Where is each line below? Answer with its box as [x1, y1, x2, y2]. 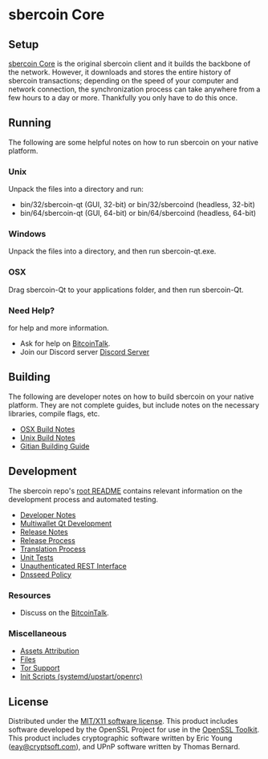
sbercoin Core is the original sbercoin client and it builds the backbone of [8, 59, 251, 68]
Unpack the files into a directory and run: [8, 185, 144, 194]
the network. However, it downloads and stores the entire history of [8, 67, 231, 77]
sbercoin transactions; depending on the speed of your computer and [8, 76, 239, 85]
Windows [8, 229, 47, 240]
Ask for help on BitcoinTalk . [19, 339, 111, 348]
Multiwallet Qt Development [19, 518, 112, 528]
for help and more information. [8, 323, 110, 332]
